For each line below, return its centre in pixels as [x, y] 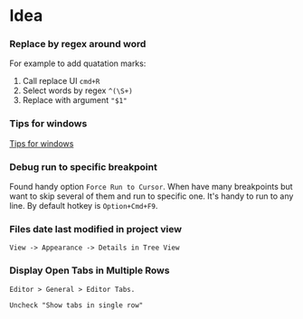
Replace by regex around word [78, 44]
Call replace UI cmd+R [61, 81]
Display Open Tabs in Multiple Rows [90, 270]
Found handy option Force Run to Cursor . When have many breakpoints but [151, 187]
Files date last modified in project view [96, 229]
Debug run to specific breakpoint [84, 166]
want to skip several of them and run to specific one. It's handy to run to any [151, 196]
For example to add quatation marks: [78, 63]
